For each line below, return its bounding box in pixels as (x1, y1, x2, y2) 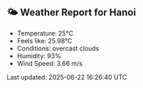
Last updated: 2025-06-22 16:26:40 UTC (6, 72, 127, 81)
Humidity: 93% (16, 51, 61, 60)
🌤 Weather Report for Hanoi (6, 6, 137, 18)
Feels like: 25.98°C (16, 36, 73, 45)
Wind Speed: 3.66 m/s (16, 59, 83, 67)
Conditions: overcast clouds (16, 44, 100, 53)
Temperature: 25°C (16, 28, 74, 38)
